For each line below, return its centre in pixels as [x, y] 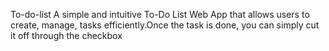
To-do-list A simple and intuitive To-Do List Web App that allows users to [160, 14]
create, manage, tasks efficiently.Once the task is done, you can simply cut [165, 25]
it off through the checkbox [66, 35]
